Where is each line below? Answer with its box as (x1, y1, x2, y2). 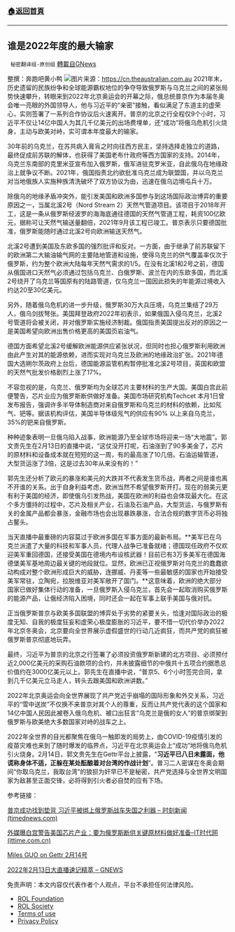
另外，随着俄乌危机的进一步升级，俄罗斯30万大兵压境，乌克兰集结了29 (7, 301, 213, 309)
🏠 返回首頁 (7, 6, 45, 15)
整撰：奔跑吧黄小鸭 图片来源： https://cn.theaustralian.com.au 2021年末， (7, 75, 226, 83)
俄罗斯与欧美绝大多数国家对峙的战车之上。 (7, 718, 130, 726)
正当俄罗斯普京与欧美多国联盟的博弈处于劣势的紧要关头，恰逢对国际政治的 (7, 609, 222, 617)
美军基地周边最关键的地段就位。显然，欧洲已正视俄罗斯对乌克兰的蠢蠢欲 (19, 559, 228, 568)
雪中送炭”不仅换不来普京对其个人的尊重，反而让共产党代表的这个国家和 (22, 700, 227, 708)
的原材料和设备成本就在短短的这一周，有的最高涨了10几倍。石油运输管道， (7, 451, 222, 459)
